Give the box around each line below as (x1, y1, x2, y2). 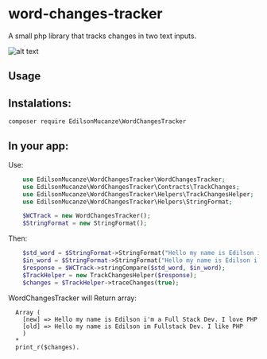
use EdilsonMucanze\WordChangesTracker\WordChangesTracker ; (22, 176, 226, 183)
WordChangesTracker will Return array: (8, 293, 137, 303)
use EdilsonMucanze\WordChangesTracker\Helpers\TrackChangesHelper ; (22, 190, 254, 199)
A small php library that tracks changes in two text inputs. (8, 31, 197, 41)
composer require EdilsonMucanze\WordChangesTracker (8, 118, 187, 125)
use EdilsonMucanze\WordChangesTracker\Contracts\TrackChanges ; (22, 183, 240, 191)
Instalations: (8, 96, 72, 110)
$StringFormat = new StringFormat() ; (22, 219, 148, 227)
